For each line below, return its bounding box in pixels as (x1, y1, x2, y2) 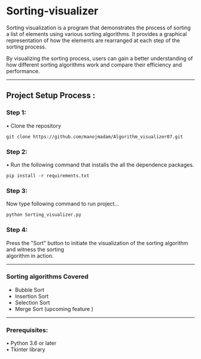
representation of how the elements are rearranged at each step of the (6, 37, 181, 44)
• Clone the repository (6, 122, 62, 129)
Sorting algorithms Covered (6, 273, 89, 281)
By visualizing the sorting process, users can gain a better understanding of (6, 55, 193, 62)
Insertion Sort (14, 292, 49, 300)
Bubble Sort (14, 286, 45, 293)
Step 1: (6, 108, 26, 117)
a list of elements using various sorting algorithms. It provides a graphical (6, 30, 187, 37)
